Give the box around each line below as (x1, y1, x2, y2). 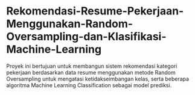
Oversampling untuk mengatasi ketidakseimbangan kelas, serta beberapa (6, 75, 189, 82)
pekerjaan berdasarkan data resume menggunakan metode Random (6, 69, 176, 76)
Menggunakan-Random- (6, 17, 133, 31)
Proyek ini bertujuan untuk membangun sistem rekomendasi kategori (6, 62, 177, 70)
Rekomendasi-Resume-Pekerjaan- (6, 4, 184, 18)
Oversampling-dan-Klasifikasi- (6, 30, 167, 43)
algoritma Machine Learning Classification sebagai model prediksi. (6, 81, 172, 88)
